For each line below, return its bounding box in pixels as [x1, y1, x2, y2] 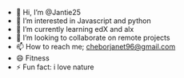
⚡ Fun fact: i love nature [15, 62, 94, 72]
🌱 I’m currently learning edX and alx [15, 25, 134, 33]
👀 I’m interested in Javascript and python [15, 16, 151, 25]
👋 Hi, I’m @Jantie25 [15, 8, 82, 17]
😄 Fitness [15, 53, 50, 63]
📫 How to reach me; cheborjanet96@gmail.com [15, 42, 176, 51]
